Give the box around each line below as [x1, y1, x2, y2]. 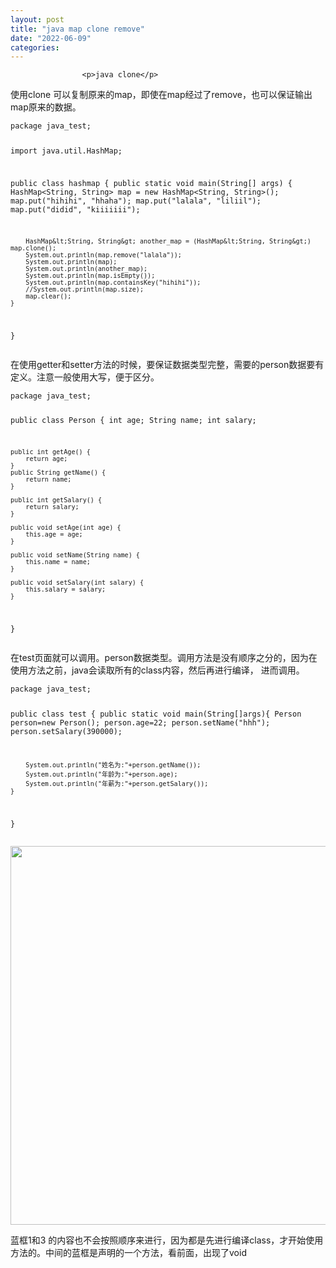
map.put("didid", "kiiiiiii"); [10, 204, 141, 215]
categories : [10, 42, 60, 53]
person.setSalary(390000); [10, 727, 123, 737]
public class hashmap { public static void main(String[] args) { [10, 178, 293, 188]
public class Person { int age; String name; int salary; [10, 416, 257, 426]
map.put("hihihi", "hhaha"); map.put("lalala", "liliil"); [10, 196, 262, 206]
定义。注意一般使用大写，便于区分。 [10, 371, 160, 383]
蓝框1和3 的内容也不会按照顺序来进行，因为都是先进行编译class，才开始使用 [10, 1234, 324, 1246]
